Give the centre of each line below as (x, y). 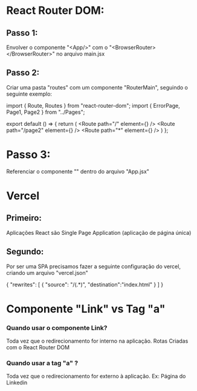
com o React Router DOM (38, 347)
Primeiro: (24, 218)
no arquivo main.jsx (81, 54)
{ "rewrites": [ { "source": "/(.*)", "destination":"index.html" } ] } (85, 284)
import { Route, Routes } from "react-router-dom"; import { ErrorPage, (93, 105)
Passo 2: (23, 73)
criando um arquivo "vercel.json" (47, 272)
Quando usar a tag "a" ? (42, 363)
